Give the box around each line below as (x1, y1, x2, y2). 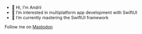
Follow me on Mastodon (4, 24, 53, 30)
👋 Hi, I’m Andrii (11, 5, 42, 10)
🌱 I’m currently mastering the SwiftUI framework (11, 15, 109, 20)
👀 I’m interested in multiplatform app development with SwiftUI (11, 10, 138, 15)
